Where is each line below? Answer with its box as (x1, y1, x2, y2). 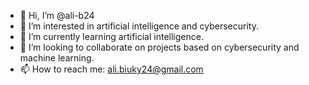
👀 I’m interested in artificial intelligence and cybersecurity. (19, 20, 259, 32)
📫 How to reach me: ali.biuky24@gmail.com (19, 63, 204, 75)
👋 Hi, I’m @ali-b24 (19, 10, 95, 21)
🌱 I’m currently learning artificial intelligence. (19, 31, 204, 42)
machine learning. (19, 52, 95, 64)
